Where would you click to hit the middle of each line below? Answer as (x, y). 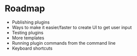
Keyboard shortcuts (32, 48)
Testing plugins (27, 32)
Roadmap (25, 9)
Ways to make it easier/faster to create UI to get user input (72, 27)
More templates (28, 38)
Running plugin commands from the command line (64, 43)
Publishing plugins (31, 22)
